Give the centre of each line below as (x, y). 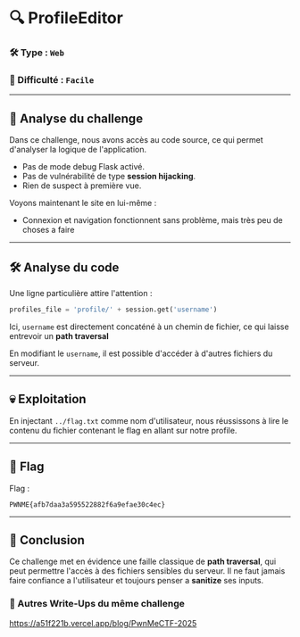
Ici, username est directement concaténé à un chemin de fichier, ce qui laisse (149, 327)
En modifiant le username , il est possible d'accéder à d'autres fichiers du (141, 353)
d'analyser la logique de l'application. (78, 150)
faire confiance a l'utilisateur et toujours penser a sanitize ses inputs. (137, 581)
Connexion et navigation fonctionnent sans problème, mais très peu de (152, 220)
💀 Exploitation (48, 399)
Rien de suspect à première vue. (82, 186)
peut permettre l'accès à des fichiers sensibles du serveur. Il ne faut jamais (147, 571)
